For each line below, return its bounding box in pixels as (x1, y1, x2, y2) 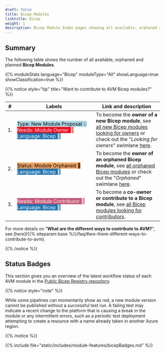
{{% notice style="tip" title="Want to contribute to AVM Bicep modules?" (5, 86, 152, 92)
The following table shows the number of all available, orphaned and (5, 56, 144, 62)
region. (5, 323, 20, 329)
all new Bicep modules (95, 123, 148, 130)
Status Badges (5, 260, 51, 268)
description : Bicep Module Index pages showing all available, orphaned (5, 26, 157, 30)
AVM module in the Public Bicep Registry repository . (5, 278, 111, 284)
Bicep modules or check (95, 168, 152, 175)
